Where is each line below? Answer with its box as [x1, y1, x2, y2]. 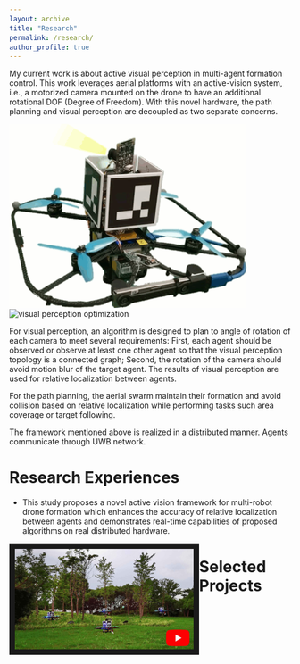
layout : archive [9, 14, 70, 23]
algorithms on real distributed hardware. [21, 525, 171, 535]
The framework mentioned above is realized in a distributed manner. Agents [9, 427, 288, 437]
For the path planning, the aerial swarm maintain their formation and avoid [9, 390, 281, 401]
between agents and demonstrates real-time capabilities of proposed [21, 516, 278, 527]
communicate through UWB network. [9, 436, 146, 446]
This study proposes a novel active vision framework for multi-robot [21, 496, 272, 508]
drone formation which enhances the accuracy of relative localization [21, 506, 278, 517]
